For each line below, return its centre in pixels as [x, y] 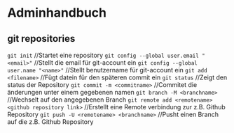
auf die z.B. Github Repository [50, 122]
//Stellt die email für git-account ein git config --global [116, 63]
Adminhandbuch [57, 13]
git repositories [41, 39]
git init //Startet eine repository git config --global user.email [103, 55]
